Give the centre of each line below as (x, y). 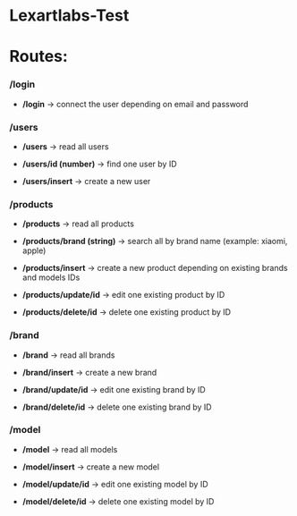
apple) (34, 250)
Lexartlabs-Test (69, 16)
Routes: (39, 57)
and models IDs (51, 277)
